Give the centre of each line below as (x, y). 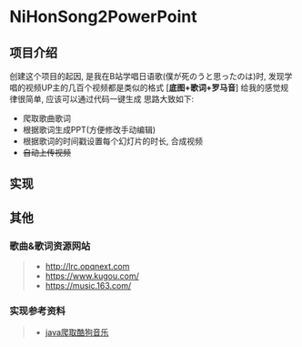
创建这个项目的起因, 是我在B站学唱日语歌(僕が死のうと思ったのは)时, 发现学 (151, 76)
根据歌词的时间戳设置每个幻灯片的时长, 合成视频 (112, 141)
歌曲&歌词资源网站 (50, 246)
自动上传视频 (46, 153)
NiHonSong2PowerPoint (103, 17)
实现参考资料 (38, 311)
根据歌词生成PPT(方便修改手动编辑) (89, 130)
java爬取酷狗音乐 (77, 332)
